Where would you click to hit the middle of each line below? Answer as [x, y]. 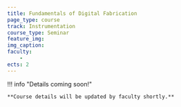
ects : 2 [18, 64]
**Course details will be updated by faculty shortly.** [91, 97]
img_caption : [26, 45]
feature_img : [26, 39]
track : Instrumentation [41, 26]
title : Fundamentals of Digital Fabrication [72, 13]
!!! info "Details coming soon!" [50, 84]
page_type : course [34, 20]
